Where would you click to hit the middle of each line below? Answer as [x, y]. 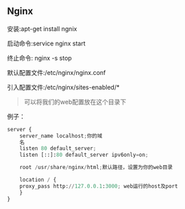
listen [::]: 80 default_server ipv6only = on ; [84, 155]
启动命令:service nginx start [46, 43]
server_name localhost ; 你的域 [61, 136]
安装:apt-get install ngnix [42, 29]
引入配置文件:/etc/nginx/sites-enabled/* [63, 87]
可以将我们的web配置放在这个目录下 [75, 102]
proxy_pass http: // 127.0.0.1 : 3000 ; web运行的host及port [99, 186]
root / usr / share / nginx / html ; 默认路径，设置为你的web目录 [96, 168]
